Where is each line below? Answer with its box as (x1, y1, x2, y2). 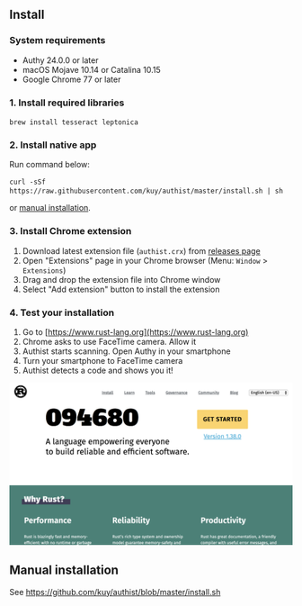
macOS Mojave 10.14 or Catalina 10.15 (22, 64, 162, 75)
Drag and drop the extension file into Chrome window (22, 274, 221, 285)
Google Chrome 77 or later (22, 74, 121, 85)
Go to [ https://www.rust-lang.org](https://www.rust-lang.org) (22, 326, 249, 337)
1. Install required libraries (9, 96, 125, 109)
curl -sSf (9, 177, 47, 187)
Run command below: (9, 159, 90, 170)
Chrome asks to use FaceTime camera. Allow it (22, 336, 197, 347)
